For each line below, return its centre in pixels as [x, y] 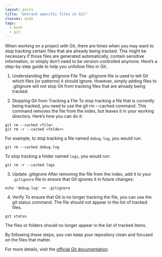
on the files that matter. [28, 240]
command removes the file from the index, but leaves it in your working [83, 111]
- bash [16, 28]
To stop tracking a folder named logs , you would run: [58, 156]
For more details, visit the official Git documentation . [57, 249]
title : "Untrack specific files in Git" [46, 14]
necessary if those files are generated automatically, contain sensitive [74, 56]
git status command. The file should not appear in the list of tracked [80, 202]
